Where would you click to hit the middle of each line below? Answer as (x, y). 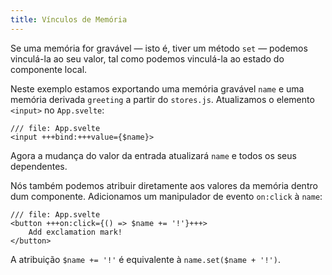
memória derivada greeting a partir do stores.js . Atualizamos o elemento (162, 99)
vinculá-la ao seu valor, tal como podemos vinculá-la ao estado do (147, 58)
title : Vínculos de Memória (69, 19)
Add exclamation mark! (75, 232)
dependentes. (39, 166)
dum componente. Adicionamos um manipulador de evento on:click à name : (166, 196)
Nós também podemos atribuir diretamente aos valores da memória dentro (164, 185)
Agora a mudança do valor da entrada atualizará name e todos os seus (153, 155)
